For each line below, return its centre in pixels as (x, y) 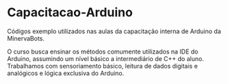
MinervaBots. (26, 38)
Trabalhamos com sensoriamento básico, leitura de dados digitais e (103, 66)
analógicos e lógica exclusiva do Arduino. (66, 73)
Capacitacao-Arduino (70, 13)
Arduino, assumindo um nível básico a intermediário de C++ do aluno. (105, 58)
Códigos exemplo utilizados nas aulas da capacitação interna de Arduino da (114, 31)
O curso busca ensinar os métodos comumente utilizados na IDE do (103, 51)
